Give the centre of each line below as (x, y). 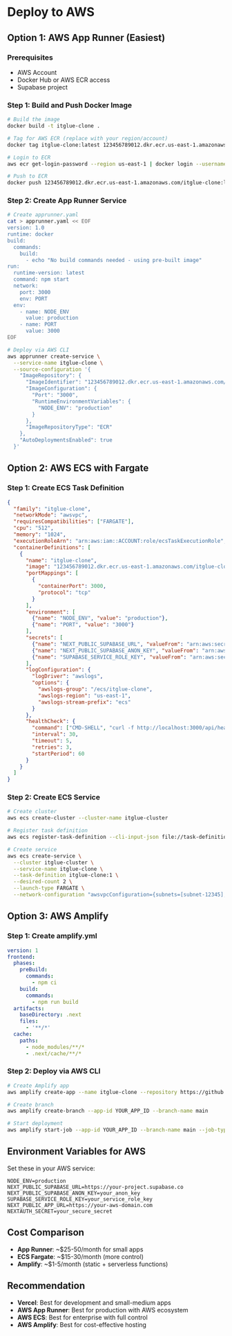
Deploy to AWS (51, 12)
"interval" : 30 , (55, 735)
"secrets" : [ (44, 638)
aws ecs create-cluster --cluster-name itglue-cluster (88, 818)
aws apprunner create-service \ (54, 356)
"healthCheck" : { (50, 722)
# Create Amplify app (38, 1086)
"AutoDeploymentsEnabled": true (66, 440)
